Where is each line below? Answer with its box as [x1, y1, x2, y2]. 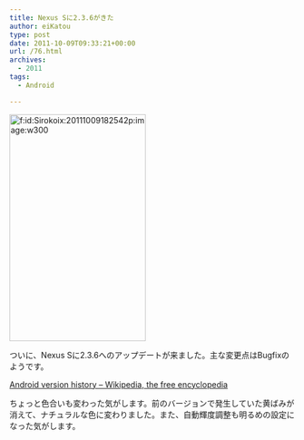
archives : [9, 55, 47, 64]
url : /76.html [9, 47, 64, 56]
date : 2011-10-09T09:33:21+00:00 [9, 38, 136, 48]
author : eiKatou [9, 22, 71, 31]
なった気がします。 [9, 420, 81, 431]
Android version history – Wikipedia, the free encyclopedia [9, 378, 229, 390]
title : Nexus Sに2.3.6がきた [9, 13, 114, 23]
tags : [9, 73, 30, 82]
